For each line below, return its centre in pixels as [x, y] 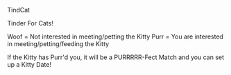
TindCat [18, 10]
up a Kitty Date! [29, 64]
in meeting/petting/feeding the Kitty [58, 44]
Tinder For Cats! [30, 23]
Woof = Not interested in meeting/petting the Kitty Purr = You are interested [115, 36]
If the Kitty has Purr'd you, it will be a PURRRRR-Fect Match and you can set [115, 57]
